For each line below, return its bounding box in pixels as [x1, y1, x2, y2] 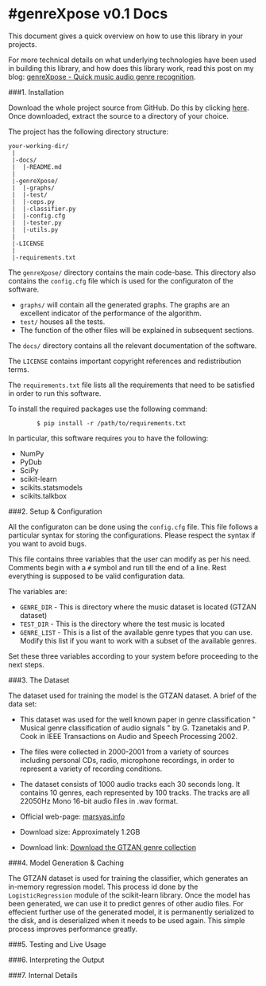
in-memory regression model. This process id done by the [8, 882, 199, 891]
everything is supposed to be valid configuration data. [8, 571, 185, 581]
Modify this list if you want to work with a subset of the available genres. [19, 636, 257, 645]
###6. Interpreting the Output [8, 955, 105, 964]
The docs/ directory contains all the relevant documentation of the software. [8, 340, 257, 350]
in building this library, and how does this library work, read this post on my [8, 63, 254, 72]
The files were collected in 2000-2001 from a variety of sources [19, 746, 229, 757]
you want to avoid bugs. [8, 538, 87, 548]
